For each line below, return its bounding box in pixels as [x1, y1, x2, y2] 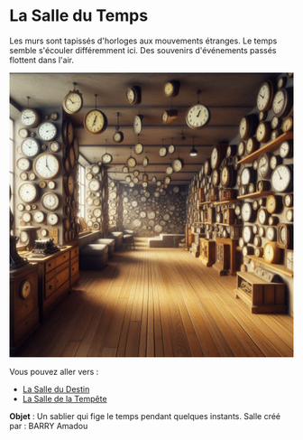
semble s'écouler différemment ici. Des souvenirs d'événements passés [9, 44, 277, 55]
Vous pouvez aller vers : [9, 366, 99, 377]
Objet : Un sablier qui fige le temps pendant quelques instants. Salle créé [9, 410, 281, 421]
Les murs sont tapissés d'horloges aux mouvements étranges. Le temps [9, 35, 278, 46]
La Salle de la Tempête [22, 393, 107, 404]
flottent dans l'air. [9, 54, 75, 65]
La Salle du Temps [9, 5, 149, 26]
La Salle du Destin [22, 383, 90, 394]
